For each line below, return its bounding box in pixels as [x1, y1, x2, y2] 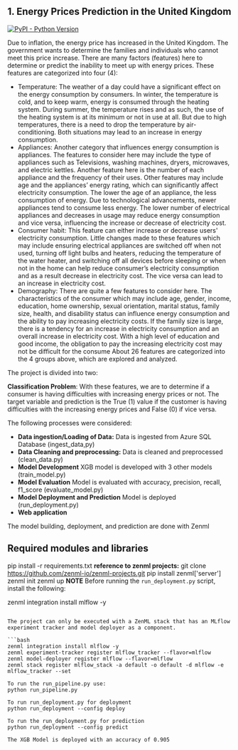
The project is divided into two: [7, 368, 98, 376]
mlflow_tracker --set [7, 667, 72, 675]
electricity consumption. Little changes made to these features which [17, 233, 220, 242]
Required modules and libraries [7, 542, 149, 554]
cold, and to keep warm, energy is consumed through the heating [17, 97, 210, 106]
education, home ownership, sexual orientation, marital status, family [17, 302, 220, 310]
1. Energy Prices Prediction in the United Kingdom [7, 6, 232, 18]
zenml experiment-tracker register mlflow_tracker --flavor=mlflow [7, 649, 212, 656]
